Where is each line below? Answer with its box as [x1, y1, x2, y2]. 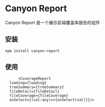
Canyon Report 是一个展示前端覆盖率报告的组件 [5, 19, 101, 25]
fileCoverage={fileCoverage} [9, 93, 69, 98]
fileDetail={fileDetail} [9, 89, 60, 94]
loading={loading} [9, 80, 47, 85]
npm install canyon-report [5, 48, 60, 53]
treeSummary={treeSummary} [9, 85, 64, 89]
